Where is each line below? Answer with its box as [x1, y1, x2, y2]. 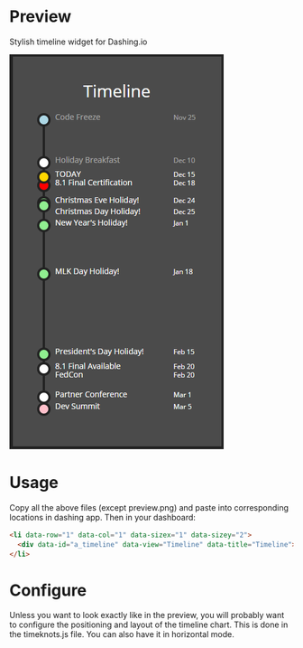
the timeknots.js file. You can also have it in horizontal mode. [9, 629, 234, 640]
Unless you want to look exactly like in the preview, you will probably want [9, 610, 285, 621]
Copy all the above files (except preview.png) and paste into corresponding [9, 502, 289, 512]
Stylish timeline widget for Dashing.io [9, 36, 148, 47]
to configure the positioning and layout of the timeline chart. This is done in [9, 619, 289, 630]
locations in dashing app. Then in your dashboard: [9, 512, 197, 522]
